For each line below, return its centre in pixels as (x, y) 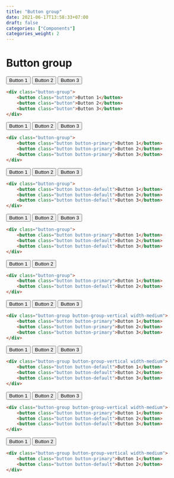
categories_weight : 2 (33, 34)
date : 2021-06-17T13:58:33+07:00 (47, 17)
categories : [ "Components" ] (41, 28)
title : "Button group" (34, 12)
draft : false (22, 23)
